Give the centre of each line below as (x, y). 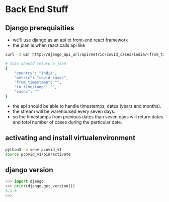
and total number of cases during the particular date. (67, 122)
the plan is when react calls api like (49, 45)
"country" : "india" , (36, 73)
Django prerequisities (40, 28)
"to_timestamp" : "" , (36, 87)
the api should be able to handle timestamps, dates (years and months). (87, 106)
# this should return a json (36, 63)
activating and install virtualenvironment (70, 138)
